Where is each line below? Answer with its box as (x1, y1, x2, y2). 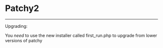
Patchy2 (5, 3, 39, 14)
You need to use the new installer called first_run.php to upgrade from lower (5, 32, 158, 38)
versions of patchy (5, 37, 43, 43)
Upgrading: (5, 23, 28, 29)
